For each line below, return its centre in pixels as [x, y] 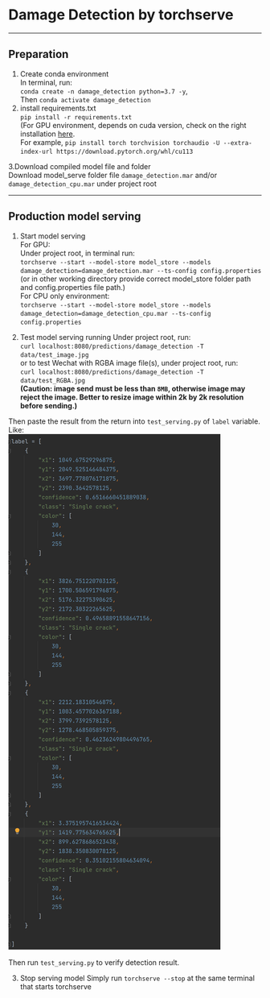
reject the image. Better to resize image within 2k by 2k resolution [132, 397]
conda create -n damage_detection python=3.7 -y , [104, 91]
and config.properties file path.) [73, 287]
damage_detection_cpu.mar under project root [82, 184]
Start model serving [53, 236]
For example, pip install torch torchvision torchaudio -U [120, 142]
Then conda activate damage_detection [85, 99]
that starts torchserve [56, 986]
